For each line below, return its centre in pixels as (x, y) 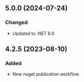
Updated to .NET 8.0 (33, 33)
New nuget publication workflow (46, 74)
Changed (17, 22)
